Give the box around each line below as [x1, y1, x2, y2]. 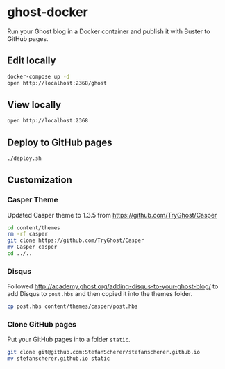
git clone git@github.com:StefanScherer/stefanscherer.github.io [7, 349, 200, 356]
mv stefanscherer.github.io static [7, 355, 110, 362]
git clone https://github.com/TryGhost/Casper [7, 237, 144, 244]
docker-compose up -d [7, 73, 70, 80]
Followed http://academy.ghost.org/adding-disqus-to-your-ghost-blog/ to [7, 282, 219, 290]
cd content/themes [7, 224, 60, 231]
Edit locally [7, 55, 56, 67]
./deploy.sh [7, 155, 42, 162]
